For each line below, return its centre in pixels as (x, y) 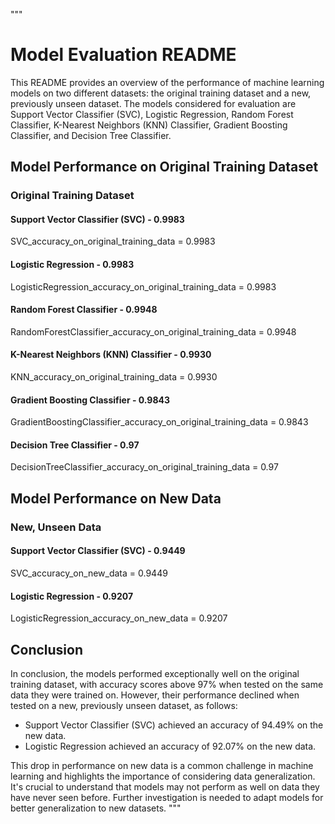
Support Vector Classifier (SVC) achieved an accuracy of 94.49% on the (174, 725)
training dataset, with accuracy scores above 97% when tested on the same (167, 684)
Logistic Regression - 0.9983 (72, 265)
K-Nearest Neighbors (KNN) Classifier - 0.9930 (111, 355)
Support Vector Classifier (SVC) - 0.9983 (97, 219)
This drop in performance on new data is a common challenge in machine (162, 765)
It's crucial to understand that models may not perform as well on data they (165, 787)
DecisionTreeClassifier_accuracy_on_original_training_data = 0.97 (144, 467)
